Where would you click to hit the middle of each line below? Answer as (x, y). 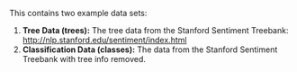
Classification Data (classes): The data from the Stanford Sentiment (150, 49)
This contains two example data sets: (78, 13)
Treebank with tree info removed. (84, 59)
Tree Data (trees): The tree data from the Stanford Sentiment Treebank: (155, 30)
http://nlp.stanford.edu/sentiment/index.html (104, 40)
